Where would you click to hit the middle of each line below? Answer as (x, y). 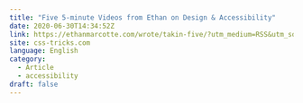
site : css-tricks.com (50, 43)
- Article (36, 68)
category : (28, 59)
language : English (44, 51)
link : (19, 34)
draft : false (34, 84)
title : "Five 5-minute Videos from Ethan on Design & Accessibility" (143, 17)
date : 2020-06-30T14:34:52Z (62, 26)
